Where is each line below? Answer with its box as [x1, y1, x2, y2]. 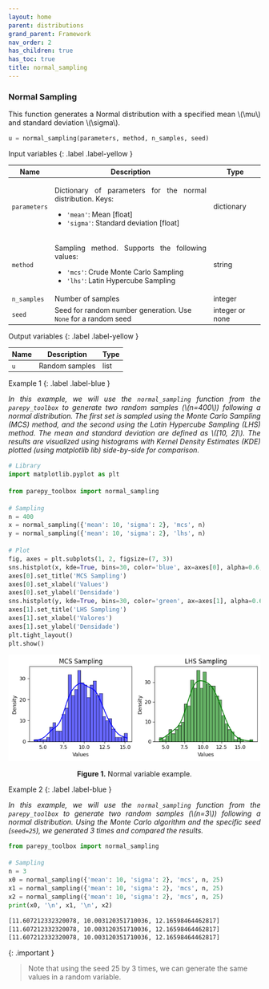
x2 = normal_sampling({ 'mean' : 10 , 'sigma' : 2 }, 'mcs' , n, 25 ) [8, 893, 224, 901]
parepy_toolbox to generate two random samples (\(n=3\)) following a [8, 809, 261, 818]
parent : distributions [8, 21, 84, 30]
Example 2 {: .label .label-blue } [8, 784, 112, 794]
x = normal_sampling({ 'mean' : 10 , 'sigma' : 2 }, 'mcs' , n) [8, 521, 206, 529]
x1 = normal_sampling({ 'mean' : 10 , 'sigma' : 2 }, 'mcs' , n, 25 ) [8, 885, 224, 893]
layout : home [8, 13, 52, 21]
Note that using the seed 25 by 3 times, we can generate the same [27, 963, 248, 974]
